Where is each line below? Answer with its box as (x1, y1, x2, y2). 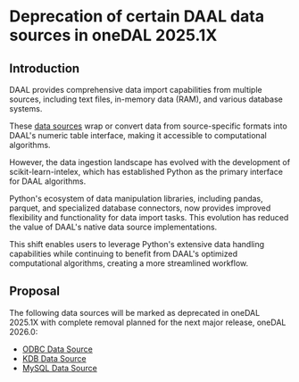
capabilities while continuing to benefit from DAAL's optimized (9, 248, 238, 259)
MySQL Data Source (21, 362, 98, 373)
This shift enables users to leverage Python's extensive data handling (9, 239, 265, 249)
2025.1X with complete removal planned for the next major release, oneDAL (9, 317, 287, 328)
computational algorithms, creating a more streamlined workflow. (9, 258, 249, 269)
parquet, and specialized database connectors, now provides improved (9, 203, 271, 213)
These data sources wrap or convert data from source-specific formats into (9, 120, 287, 131)
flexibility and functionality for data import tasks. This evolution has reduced (9, 212, 289, 222)
